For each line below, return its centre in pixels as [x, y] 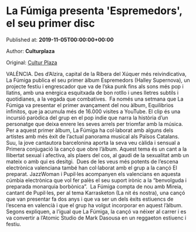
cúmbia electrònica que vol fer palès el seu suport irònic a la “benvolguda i [96, 180]
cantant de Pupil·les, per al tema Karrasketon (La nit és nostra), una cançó [96, 193]
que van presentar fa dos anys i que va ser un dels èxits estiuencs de [90, 199]
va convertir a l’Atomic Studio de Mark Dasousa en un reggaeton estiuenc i [96, 218]
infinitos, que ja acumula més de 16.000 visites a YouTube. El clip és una [93, 111]
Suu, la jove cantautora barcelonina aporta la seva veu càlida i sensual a [93, 142]
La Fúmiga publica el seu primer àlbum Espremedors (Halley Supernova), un [98, 80]
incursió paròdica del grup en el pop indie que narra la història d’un [87, 117]
